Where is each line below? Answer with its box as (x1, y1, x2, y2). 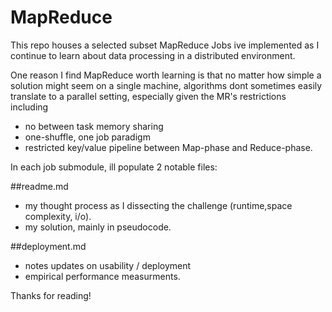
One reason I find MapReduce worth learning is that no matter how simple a (10, 69, 322, 81)
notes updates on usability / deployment (24, 259, 192, 271)
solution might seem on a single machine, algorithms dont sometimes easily (10, 79, 323, 91)
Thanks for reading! (10, 289, 92, 301)
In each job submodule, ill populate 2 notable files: (10, 161, 218, 173)
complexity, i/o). (24, 210, 92, 222)
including (10, 101, 49, 113)
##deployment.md (10, 240, 87, 252)
